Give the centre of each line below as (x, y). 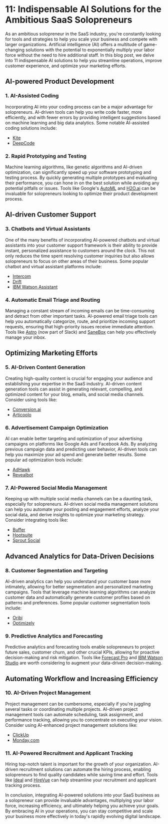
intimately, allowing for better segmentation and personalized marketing (79, 586)
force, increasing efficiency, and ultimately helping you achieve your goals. (82, 806)
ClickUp (20, 735)
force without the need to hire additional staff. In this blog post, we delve (80, 55)
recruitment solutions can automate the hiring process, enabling (85, 769)
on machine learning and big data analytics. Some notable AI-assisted (77, 123)
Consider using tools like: (31, 399)
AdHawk (21, 469)
